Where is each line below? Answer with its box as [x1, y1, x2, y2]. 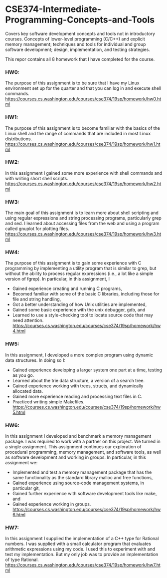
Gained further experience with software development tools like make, [12, 491, 157, 497]
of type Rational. [5, 557, 39, 563]
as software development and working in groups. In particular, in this [5, 454, 146, 460]
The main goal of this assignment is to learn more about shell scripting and [5, 210, 159, 216]
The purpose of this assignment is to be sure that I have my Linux [5, 80, 140, 86]
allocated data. [12, 388, 43, 394]
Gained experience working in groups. [12, 501, 91, 507]
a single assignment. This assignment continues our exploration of [5, 444, 142, 450]
